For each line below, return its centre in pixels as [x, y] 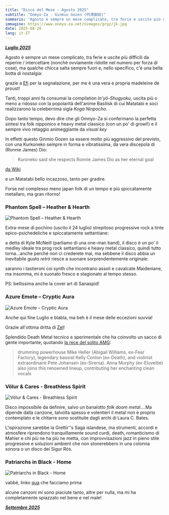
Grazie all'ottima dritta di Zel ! [35, 327]
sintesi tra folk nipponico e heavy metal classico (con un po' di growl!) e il [81, 124]
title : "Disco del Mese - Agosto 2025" [47, 10]
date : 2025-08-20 [23, 29]
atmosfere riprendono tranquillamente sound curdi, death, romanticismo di [82, 433]
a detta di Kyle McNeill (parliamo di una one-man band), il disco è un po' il [82, 243]
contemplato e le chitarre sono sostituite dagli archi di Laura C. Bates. [77, 417]
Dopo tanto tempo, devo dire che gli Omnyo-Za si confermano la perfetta [81, 118]
